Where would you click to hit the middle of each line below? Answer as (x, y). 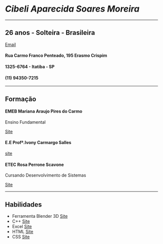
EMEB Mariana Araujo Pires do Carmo (44, 111)
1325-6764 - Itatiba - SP (30, 66)
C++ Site (21, 221)
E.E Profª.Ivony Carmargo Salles (38, 143)
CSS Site (21, 237)
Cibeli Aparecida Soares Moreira (72, 9)
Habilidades (24, 204)
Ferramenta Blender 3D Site (40, 216)
